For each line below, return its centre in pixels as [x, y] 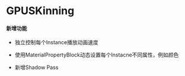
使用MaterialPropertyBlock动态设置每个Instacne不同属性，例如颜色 [97, 55]
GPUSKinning [40, 11]
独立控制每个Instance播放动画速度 [57, 42]
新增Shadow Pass [36, 67]
